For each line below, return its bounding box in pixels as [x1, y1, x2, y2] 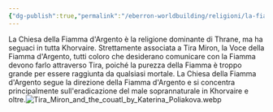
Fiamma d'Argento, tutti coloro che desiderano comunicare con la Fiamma [8, 51, 256, 61]
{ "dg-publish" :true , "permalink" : [8, 11, 122, 20]
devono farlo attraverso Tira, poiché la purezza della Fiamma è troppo [8, 60, 242, 70]
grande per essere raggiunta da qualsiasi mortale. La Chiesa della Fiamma [8, 68, 257, 78]
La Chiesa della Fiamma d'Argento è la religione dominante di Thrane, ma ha [8, 34, 263, 44]
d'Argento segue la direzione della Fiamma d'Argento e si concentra [8, 77, 236, 87]
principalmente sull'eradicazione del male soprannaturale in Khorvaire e [8, 86, 249, 96]
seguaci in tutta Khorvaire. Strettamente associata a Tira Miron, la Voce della [8, 42, 265, 53]
